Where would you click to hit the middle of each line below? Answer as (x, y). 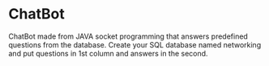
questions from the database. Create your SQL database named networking (135, 44)
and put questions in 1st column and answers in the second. (108, 53)
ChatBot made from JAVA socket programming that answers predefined (128, 36)
